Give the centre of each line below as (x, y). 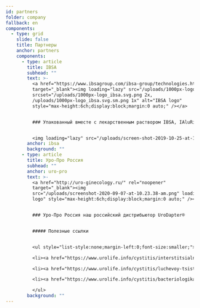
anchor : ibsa (43, 144)
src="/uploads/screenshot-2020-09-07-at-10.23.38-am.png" (106, 194)
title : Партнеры (37, 45)
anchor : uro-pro (47, 171)
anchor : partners (38, 51)
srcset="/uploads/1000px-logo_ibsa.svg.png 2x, (92, 95)
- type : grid (27, 34)
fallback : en (22, 23)
